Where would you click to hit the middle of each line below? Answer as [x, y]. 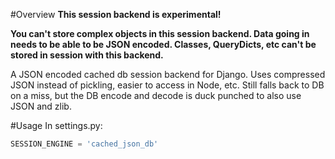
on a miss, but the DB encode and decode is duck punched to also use [156, 95]
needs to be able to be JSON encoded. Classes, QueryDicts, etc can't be [163, 44]
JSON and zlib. [41, 106]
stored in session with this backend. [87, 55]
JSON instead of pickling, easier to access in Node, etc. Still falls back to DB [167, 85]
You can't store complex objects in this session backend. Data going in [160, 33]
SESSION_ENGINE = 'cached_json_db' [84, 144]
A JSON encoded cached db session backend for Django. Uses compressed [168, 74]
